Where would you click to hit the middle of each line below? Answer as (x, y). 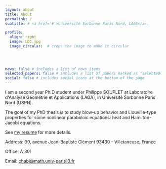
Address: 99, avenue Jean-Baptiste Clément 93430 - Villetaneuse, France (81, 142)
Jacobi (12, 123)
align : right (23, 37)
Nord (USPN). (19, 103)
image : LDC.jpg (25, 42)
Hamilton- (141, 117)
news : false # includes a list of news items (53, 69)
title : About (19, 14)
